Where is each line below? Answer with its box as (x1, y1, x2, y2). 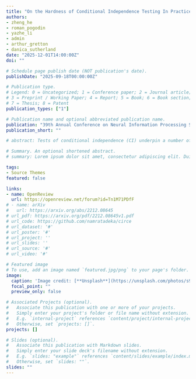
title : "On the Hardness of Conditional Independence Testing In (6, 8, 168, 15)
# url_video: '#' (6, 251, 48, 257)
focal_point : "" (11, 283, 51, 290)
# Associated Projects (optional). (6, 299, 93, 305)
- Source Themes (6, 170, 45, 175)
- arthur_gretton (6, 42, 48, 47)
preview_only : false (11, 289, 61, 295)
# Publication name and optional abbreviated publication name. (6, 116, 166, 122)
